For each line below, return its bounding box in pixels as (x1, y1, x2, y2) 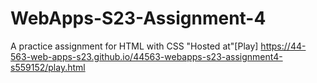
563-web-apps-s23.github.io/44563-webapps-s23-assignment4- (10, 50, 283, 62)
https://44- (260, 40, 307, 52)
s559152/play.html (10, 61, 86, 73)
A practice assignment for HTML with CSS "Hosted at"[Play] (10, 40, 259, 52)
